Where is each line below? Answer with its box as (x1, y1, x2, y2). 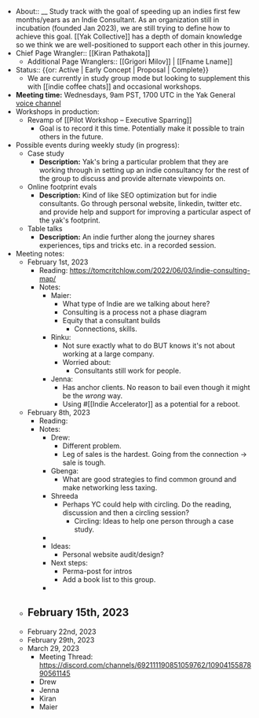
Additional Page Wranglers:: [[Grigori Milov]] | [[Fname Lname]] (27, 57, 233, 66)
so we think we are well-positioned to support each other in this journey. (15, 40, 250, 50)
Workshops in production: (15, 107, 100, 116)
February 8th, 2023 (27, 408, 90, 417)
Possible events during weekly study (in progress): (15, 141, 181, 149)
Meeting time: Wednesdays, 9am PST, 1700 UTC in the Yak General (15, 90, 235, 99)
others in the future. (38, 132, 104, 141)
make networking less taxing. (62, 483, 158, 492)
